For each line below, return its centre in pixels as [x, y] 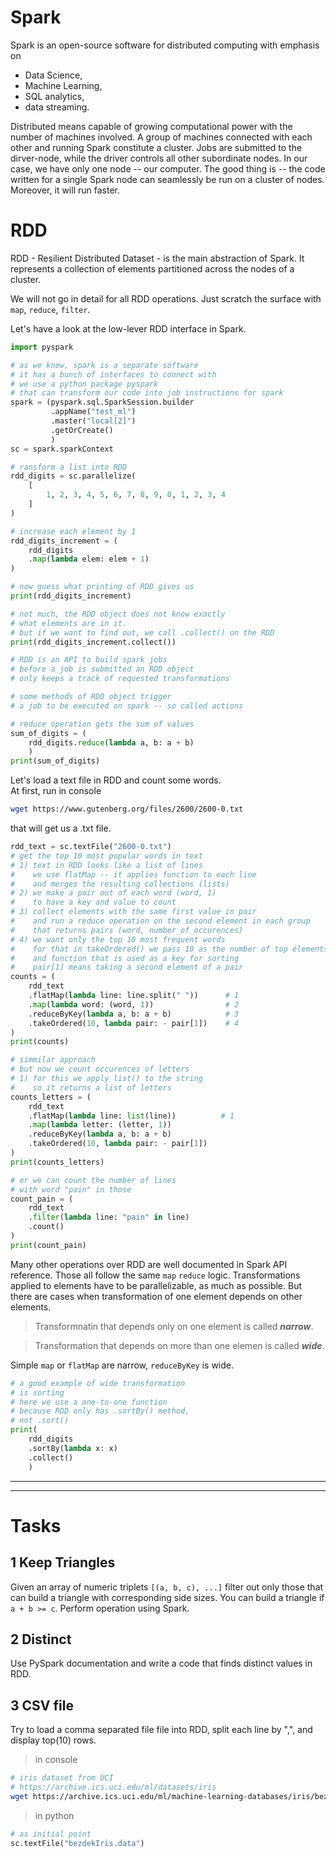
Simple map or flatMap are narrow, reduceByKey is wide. [122, 1365]
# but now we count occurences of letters [100, 1069]
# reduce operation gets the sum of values [102, 724]
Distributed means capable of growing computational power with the [151, 126]
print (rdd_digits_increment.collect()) [93, 642]
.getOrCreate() [82, 430]
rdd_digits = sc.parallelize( [73, 476]
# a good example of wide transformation [98, 1383]
